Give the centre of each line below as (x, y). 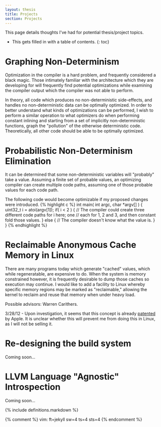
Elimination (28, 161)
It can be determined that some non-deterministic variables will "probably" (80, 175)
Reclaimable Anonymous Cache (71, 245)
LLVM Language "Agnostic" (62, 377)
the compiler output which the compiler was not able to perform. (70, 91)
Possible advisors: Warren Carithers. (42, 304)
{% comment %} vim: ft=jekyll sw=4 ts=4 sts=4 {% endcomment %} (73, 420)
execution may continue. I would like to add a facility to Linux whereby (75, 284)
